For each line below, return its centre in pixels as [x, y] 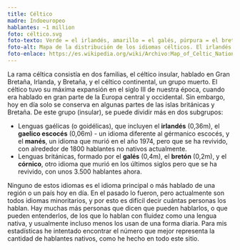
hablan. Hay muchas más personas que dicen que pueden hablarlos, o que [117, 208]
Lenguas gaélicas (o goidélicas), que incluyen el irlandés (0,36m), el [119, 126]
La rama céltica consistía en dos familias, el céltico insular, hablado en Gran [119, 74]
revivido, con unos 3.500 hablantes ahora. [80, 171]
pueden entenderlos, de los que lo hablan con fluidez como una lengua [112, 216]
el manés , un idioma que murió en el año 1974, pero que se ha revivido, [123, 141]
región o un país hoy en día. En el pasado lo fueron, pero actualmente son [116, 193]
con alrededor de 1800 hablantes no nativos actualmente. [102, 149]
